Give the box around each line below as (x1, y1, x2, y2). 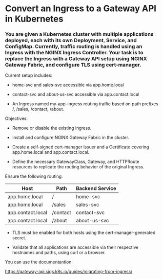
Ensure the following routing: (5, 173, 63, 179)
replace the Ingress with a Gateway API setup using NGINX (5, 55, 147, 62)
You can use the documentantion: (5, 259, 73, 265)
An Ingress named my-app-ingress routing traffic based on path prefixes (12, 101, 159, 107)
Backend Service (76, 185, 117, 192)
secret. (12, 235, 27, 241)
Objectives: (5, 116, 28, 121)
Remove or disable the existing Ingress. (12, 125, 92, 131)
